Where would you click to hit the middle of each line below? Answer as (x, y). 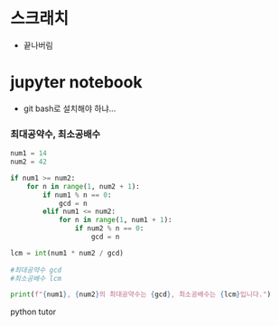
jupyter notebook (76, 83)
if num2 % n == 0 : (109, 228)
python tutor (33, 312)
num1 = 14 (29, 154)
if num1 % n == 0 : (77, 195)
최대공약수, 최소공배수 (56, 134)
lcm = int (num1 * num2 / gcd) (67, 253)
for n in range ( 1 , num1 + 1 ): (115, 220)
